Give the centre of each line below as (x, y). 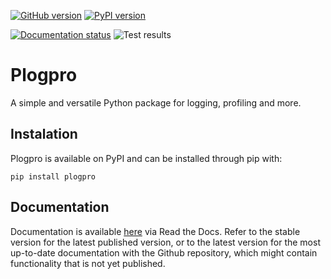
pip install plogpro (53, 176)
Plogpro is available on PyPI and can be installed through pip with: (146, 158)
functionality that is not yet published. (88, 263)
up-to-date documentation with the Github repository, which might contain (164, 252)
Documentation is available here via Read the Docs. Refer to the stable (155, 231)
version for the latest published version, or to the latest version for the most (165, 242)
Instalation (44, 134)
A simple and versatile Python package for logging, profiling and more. (156, 102)
